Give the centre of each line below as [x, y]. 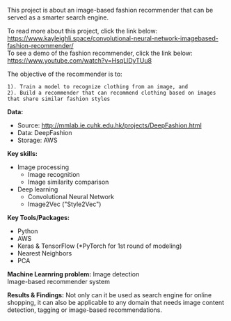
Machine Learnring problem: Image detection [73, 274]
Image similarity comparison [68, 182]
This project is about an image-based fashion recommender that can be [110, 10]
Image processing [43, 167]
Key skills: [23, 154]
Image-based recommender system [58, 282]
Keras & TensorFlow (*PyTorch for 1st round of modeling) [99, 246]
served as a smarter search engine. [58, 17]
